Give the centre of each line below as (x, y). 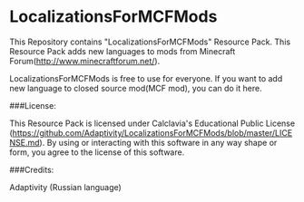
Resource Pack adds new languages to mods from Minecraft (123, 51)
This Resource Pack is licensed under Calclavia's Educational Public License (152, 123)
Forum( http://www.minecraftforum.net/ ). (85, 61)
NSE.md (25, 142)
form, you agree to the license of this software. (97, 152)
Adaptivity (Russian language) (66, 187)
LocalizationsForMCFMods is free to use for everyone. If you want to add (146, 78)
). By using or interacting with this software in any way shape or (158, 142)
